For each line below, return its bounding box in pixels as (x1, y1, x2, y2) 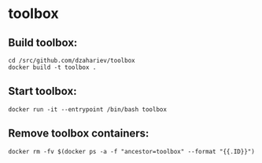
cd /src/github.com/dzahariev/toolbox (8, 56, 135, 64)
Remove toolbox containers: (8, 127, 149, 140)
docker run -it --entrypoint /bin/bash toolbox (8, 105, 168, 114)
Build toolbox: (8, 36, 78, 49)
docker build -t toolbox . (8, 63, 97, 71)
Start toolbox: (8, 85, 77, 98)
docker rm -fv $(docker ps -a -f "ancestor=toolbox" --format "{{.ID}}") (8, 147, 256, 155)
